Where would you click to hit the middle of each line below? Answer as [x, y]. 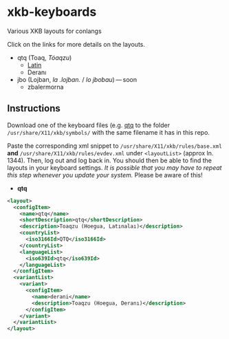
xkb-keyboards [52, 12]
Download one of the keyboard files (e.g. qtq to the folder [89, 125]
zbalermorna [45, 87]
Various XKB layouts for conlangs [54, 31]
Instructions [34, 108]
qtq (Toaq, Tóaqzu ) [44, 57]
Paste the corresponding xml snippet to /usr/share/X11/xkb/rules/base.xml [115, 146]
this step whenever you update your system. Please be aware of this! [105, 175]
